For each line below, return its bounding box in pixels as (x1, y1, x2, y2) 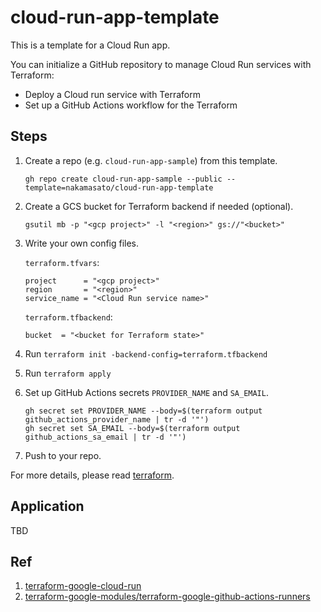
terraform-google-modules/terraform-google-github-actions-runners (24, 591, 311, 603)
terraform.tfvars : (24, 256, 100, 268)
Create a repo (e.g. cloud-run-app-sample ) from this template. (24, 154, 278, 166)
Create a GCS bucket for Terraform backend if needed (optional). (24, 200, 294, 212)
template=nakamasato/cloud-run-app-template (24, 182, 214, 193)
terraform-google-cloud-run (24, 580, 142, 592)
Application (10, 498, 85, 515)
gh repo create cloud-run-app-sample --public (24, 174, 223, 184)
